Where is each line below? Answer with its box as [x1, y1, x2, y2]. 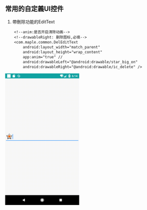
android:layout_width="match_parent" [23, 44, 100, 49]
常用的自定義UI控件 [5, 4, 64, 13]
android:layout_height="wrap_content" [23, 49, 103, 54]
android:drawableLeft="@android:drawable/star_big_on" [23, 59, 138, 64]
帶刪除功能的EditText [12, 19, 55, 25]
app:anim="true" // [23, 54, 63, 59]
